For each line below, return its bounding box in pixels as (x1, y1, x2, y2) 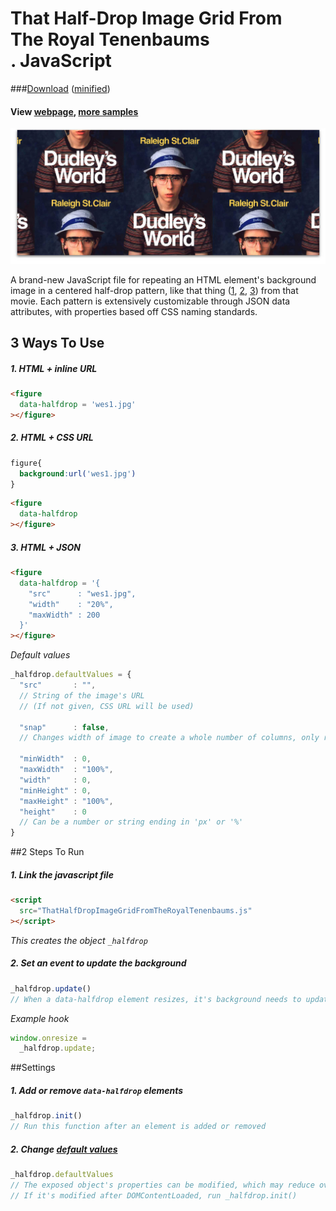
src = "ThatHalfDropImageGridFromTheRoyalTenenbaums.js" (19, 906, 253, 916)
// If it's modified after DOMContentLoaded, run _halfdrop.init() (10, 1190, 298, 1201)
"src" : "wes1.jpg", (28, 588, 137, 599)
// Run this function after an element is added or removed (10, 1122, 267, 1132)
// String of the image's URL (19, 690, 145, 701)
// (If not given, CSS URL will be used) (19, 701, 195, 711)
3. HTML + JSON (10, 541, 82, 553)
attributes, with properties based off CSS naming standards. (10, 305, 258, 317)
